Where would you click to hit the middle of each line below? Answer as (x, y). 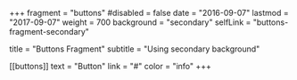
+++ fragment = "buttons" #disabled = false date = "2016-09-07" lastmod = (149, 13)
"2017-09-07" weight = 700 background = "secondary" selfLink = (130, 22)
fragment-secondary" (49, 32)
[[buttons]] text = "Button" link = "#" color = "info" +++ (111, 66)
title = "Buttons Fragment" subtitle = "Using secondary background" (135, 49)
